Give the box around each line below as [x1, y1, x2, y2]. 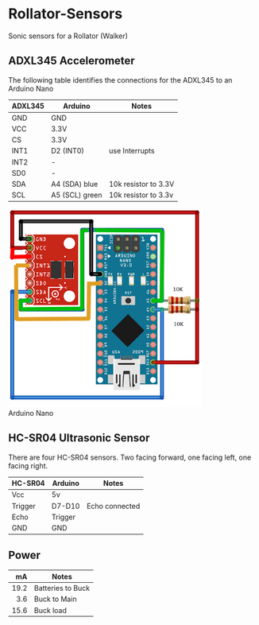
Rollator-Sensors [8, 5, 123, 23]
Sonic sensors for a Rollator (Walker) [8, 31, 129, 41]
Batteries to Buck [34, 584, 91, 593]
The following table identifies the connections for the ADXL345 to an [8, 75, 233, 84]
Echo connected [86, 501, 141, 510]
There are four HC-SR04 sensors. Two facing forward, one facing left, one [8, 452, 252, 462]
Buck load [34, 605, 68, 615]
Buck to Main [34, 594, 77, 604]
